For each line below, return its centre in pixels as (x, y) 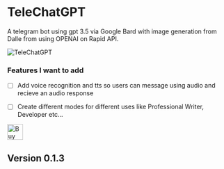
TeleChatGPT (46, 12)
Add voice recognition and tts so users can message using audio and (116, 86)
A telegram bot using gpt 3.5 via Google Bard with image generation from (112, 31)
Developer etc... (40, 115)
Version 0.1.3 (36, 158)
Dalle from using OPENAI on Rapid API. (63, 38)
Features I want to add (46, 70)
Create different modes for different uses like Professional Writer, (110, 107)
